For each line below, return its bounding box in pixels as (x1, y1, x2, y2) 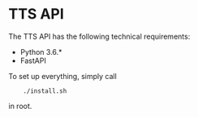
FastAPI (19, 56, 46, 65)
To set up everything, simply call (8, 71, 118, 81)
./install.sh (23, 86, 67, 95)
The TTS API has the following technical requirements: (8, 31, 191, 41)
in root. (8, 101, 32, 111)
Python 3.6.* (19, 47, 62, 56)
